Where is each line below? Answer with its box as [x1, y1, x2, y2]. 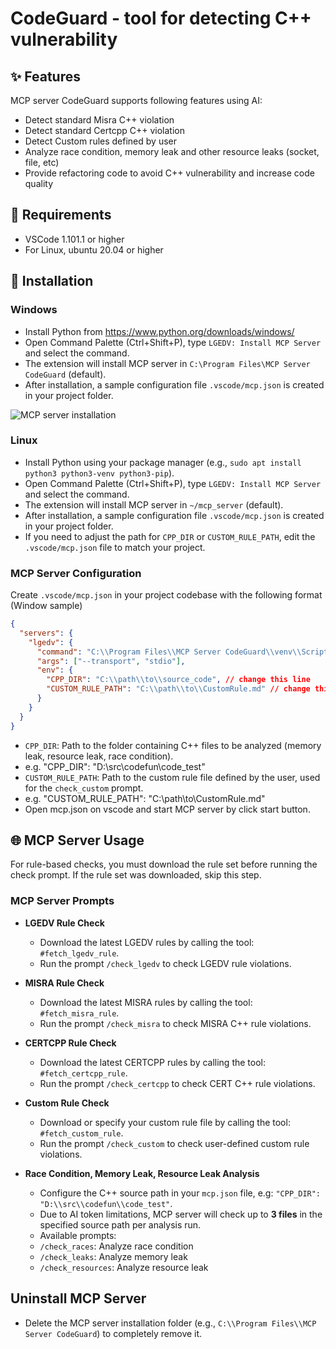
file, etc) [24, 157, 60, 168]
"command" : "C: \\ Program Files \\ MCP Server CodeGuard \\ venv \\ [36, 647, 302, 657]
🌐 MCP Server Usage [10, 832, 145, 849]
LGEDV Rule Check [24, 917, 105, 929]
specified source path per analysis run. [39, 1218, 202, 1231]
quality [24, 178, 54, 189]
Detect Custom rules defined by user [24, 135, 178, 147]
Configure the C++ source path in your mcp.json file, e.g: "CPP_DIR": [39, 1187, 322, 1199]
